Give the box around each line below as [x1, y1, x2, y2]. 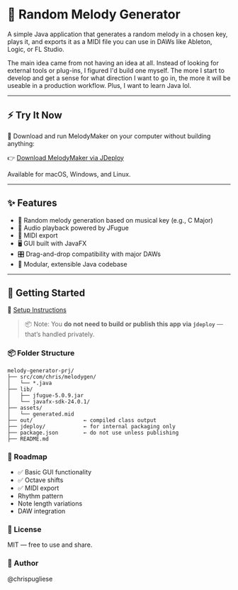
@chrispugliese [7, 574, 53, 583]
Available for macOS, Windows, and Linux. [7, 169, 131, 178]
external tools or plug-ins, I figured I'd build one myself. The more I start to [7, 66, 225, 74]
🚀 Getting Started [7, 286, 86, 299]
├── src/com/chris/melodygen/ [7, 373, 97, 380]
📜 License [7, 524, 42, 534]
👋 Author [7, 558, 39, 568]
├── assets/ [7, 404, 42, 411]
